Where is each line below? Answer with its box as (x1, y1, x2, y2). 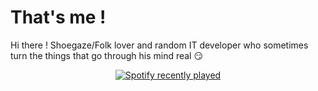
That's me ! (10, 6, 107, 29)
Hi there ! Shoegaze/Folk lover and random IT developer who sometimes (10, 39, 309, 51)
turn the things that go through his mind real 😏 (10, 49, 204, 61)
